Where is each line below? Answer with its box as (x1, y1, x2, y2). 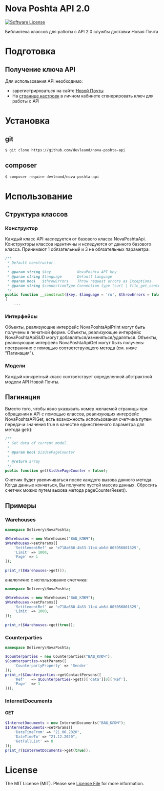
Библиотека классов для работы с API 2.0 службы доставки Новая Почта (5, 28, 159, 34)
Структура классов (5, 210, 68, 218)
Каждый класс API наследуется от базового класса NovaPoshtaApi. (5, 236, 146, 242)
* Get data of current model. (7, 441, 69, 446)
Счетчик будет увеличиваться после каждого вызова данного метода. (5, 477, 153, 483)
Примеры (5, 502, 37, 510)
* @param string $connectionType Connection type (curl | (7, 283, 128, 288)
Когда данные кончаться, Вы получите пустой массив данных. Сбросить (5, 482, 157, 488)
